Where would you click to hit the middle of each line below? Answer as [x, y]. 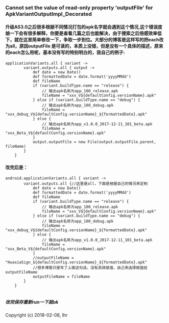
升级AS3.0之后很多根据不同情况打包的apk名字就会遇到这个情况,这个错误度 [84, 26]
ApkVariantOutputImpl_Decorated [49, 14]
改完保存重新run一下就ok [32, 302]
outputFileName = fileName [61, 277]
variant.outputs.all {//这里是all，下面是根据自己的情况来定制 [86, 184]
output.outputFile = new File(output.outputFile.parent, [94, 142]
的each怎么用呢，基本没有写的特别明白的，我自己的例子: [65, 52]
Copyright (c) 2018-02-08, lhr [37, 315]
